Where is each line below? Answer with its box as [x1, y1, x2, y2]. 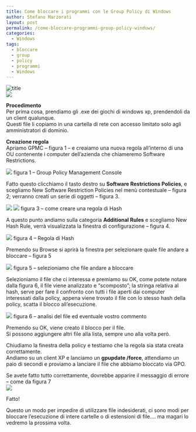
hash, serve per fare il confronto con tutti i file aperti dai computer [6, 288, 165, 295]
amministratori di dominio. [6, 127, 69, 134]
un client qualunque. [6, 114, 56, 122]
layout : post [6, 19, 38, 25]
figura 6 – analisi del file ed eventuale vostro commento [13, 313, 147, 320]
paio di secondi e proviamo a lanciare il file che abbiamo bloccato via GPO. [6, 360, 186, 367]
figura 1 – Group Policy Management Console [13, 169, 122, 176]
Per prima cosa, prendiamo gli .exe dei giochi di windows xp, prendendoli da [6, 108, 190, 115]
